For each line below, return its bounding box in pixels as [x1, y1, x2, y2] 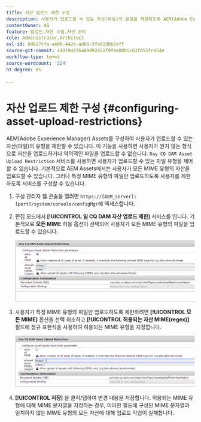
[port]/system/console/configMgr [14, 201, 99, 207]
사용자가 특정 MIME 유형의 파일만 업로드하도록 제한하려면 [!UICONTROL [14, 309, 185, 316]
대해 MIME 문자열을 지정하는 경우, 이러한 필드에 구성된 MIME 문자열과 [26, 402, 190, 409]
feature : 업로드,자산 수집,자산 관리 [6, 29, 87, 35]
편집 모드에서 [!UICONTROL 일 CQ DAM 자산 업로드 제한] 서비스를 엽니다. [14, 213, 188, 220]
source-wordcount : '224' [6, 60, 68, 66]
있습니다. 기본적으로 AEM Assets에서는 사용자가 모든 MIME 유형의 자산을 [19, 165, 190, 172]
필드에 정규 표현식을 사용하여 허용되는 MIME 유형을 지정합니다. [14, 324, 162, 331]
